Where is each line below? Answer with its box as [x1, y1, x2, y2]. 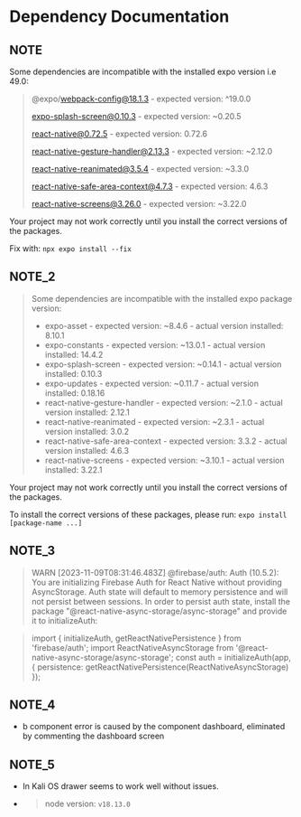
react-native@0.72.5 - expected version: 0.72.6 [31, 128, 208, 139]
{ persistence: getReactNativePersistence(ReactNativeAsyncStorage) [31, 662, 289, 672]
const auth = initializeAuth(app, [175, 652, 291, 662]
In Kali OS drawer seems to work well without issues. [22, 781, 219, 792]
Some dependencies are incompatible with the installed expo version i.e [9, 66, 277, 77]
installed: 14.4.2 [44, 349, 104, 360]
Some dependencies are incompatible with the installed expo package [31, 293, 293, 304]
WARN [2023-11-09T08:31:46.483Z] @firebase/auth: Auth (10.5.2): [31, 567, 279, 578]
